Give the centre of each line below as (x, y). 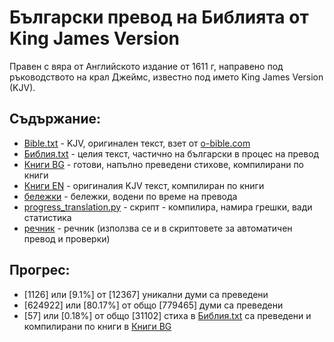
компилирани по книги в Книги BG (97, 326)
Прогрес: (40, 270)
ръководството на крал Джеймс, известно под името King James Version (166, 77)
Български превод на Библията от (159, 17)
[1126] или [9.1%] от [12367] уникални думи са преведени (146, 294)
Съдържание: (55, 119)
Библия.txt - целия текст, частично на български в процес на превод (171, 153)
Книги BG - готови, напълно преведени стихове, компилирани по (164, 164)
